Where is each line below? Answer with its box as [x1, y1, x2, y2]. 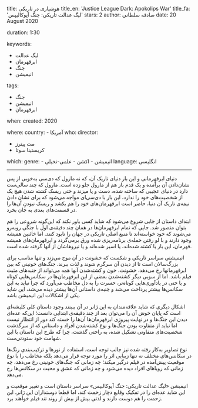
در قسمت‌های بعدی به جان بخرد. [6, 206, 77, 213]
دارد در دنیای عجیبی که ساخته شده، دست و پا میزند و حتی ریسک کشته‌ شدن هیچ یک [6, 187, 189, 194]
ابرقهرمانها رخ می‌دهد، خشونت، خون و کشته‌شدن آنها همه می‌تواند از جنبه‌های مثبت [6, 266, 187, 274]
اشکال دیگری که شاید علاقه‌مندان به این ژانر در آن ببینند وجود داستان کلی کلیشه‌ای [6, 303, 186, 310]
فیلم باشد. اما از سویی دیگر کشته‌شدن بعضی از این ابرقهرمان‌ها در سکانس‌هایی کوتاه [6, 273, 192, 279]
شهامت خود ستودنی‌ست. [6, 334, 62, 341]
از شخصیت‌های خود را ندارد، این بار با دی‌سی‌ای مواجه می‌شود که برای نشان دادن [6, 194, 183, 200]
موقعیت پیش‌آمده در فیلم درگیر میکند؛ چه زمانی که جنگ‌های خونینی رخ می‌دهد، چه [6, 358, 184, 365]
